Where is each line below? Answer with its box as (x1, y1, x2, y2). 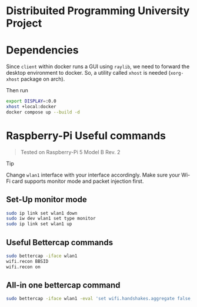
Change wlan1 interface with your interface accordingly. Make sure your (6, 171, 181, 178)
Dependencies (6, 44, 79, 57)
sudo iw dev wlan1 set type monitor (6, 216, 96, 222)
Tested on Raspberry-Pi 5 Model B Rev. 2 (20, 148, 121, 155)
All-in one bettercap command (6, 280, 121, 290)
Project (6, 16, 42, 30)
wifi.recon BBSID (6, 258, 49, 264)
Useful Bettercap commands (6, 237, 113, 248)
